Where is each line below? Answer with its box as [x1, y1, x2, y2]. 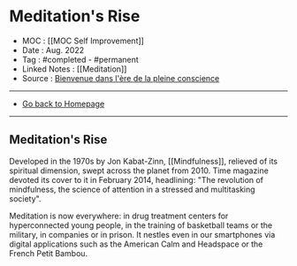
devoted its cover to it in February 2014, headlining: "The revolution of [9, 174, 263, 185]
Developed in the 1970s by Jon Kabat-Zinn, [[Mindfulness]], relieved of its [9, 156, 278, 166]
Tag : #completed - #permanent [21, 54, 139, 65]
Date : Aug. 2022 [21, 44, 85, 55]
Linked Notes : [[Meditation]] [21, 64, 127, 74]
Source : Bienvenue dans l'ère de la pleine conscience [21, 72, 220, 83]
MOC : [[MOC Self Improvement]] [21, 35, 144, 46]
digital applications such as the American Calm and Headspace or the [9, 239, 263, 249]
